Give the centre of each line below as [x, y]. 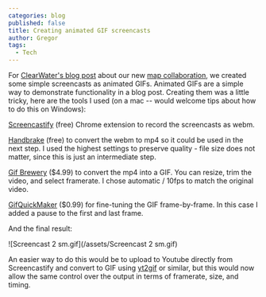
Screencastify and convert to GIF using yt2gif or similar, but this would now [131, 268]
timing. [19, 285]
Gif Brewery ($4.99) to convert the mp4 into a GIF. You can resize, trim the [130, 172]
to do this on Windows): [47, 109]
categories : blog [37, 16]
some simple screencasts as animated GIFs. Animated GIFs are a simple [126, 84]
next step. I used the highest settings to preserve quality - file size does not [132, 148]
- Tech [26, 53]
